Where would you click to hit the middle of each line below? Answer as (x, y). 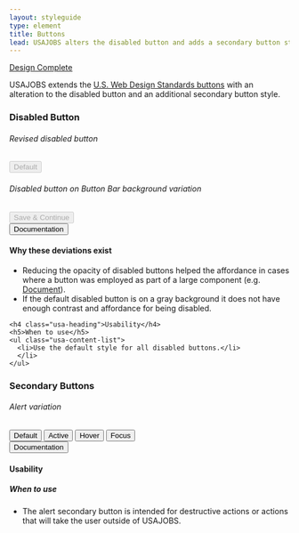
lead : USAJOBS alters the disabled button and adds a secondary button (145, 42)
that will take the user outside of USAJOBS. (101, 521)
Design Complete (41, 68)
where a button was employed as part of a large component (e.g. (141, 279)
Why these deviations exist (61, 251)
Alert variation (36, 407)
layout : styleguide (45, 17)
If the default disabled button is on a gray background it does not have (151, 298)
